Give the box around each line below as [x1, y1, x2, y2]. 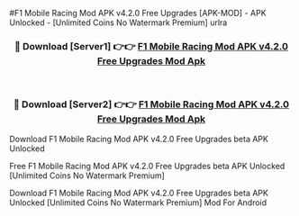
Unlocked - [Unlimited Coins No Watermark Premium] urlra [9, 17, 228, 28]
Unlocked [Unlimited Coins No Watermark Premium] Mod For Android [9, 197, 267, 208]
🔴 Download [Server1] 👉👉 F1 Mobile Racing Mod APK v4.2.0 [14, 40, 289, 52]
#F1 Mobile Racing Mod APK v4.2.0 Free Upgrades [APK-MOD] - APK [9, 8, 267, 18]
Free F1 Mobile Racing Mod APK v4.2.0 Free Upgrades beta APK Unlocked [9, 160, 285, 171]
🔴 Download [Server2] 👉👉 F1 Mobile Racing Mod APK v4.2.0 [13, 98, 290, 111]
